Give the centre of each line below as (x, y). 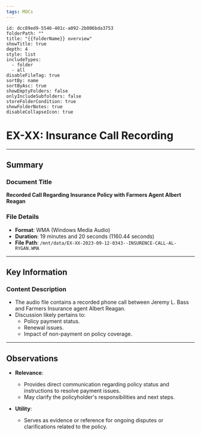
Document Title (29, 182)
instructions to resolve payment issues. (72, 391)
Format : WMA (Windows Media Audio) (63, 230)
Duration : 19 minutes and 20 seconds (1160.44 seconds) (84, 236)
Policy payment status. (52, 321)
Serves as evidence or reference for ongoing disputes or (94, 420)
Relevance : (29, 373)
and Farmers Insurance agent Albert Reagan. (70, 309)
